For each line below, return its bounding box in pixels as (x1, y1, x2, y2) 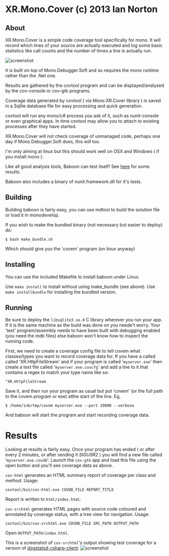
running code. (5, 338, 34, 344)
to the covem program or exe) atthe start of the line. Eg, (5, 394, 121, 400)
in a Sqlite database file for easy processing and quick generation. (5, 103, 143, 109)
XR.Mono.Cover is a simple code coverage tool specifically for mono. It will (5, 37, 161, 43)
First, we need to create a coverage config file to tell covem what (5, 348, 140, 354)
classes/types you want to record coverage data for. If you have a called (5, 353, 155, 359)
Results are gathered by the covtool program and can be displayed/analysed (5, 82, 164, 88)
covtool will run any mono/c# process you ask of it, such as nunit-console (5, 113, 159, 119)
